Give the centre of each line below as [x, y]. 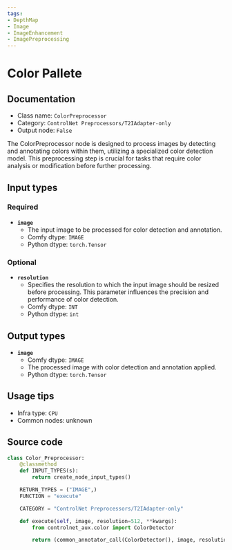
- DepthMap [23, 20]
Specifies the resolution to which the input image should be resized [123, 285]
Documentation [41, 99]
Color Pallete [45, 74]
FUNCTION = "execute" [50, 496]
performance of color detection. [73, 300]
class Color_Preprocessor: [46, 458]
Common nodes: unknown [55, 420]
